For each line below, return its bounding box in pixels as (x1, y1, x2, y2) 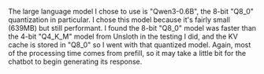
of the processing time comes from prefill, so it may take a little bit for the (8, 49, 247, 57)
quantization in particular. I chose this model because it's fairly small (8, 15, 231, 24)
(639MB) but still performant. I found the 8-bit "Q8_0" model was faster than (8, 24, 257, 32)
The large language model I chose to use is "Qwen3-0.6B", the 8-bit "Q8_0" (8, 7, 254, 16)
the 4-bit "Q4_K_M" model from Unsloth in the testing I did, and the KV (8, 31, 238, 41)
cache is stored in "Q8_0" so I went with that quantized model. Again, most (8, 40, 251, 50)
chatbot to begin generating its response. (8, 57, 143, 66)
